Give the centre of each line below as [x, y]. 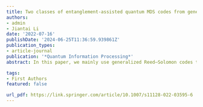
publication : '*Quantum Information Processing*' [70, 57]
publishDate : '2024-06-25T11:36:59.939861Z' [63, 40]
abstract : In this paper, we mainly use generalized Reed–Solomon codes [100, 62]
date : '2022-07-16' [31, 34]
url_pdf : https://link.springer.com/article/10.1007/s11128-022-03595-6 [100, 95]
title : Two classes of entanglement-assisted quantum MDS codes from [96, 12]
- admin [16, 23]
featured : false [27, 84]
